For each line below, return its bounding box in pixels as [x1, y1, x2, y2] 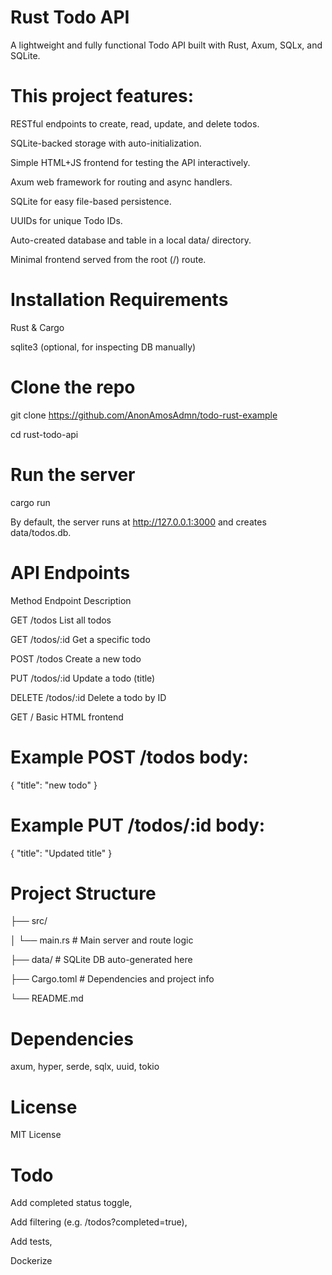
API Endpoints [10, 561, 131, 584]
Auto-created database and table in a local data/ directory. [10, 234, 252, 246]
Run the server [10, 463, 136, 486]
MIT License [10, 1129, 62, 1141]
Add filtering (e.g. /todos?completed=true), [10, 1216, 188, 1228]
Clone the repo [10, 376, 136, 398]
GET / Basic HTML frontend [10, 711, 124, 723]
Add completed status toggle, [10, 1197, 133, 1209]
